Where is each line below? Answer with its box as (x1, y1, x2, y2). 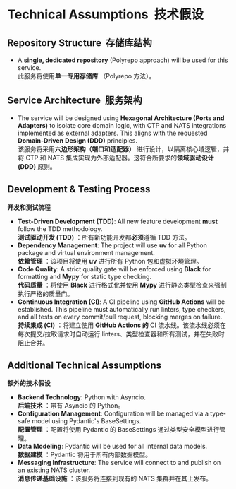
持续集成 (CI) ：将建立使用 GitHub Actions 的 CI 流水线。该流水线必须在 (17, 321, 227, 329)
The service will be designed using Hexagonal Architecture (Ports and (17, 114, 225, 122)
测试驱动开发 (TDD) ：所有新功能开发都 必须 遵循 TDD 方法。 (17, 232, 192, 241)
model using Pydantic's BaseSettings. (31, 417, 142, 425)
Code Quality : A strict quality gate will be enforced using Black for (17, 264, 211, 273)
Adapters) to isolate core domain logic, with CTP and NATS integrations (17, 121, 227, 129)
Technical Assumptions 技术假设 (7, 6, 204, 23)
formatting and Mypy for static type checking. (17, 272, 152, 281)
